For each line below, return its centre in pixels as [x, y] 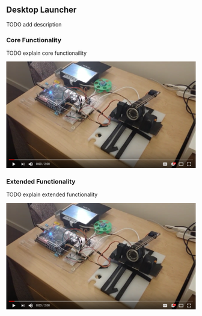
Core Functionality [34, 40]
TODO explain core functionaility [47, 53]
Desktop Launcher [41, 10]
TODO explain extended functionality [52, 194]
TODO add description [34, 24]
